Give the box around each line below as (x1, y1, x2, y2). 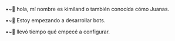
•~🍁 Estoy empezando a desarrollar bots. (5, 17, 106, 23)
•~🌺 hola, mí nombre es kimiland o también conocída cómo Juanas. (5, 6, 170, 12)
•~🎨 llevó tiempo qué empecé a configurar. (5, 28, 110, 35)
